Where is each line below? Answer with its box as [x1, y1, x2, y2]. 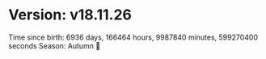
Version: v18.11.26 [8, 6, 132, 24]
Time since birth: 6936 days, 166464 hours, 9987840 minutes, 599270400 [8, 32, 259, 42]
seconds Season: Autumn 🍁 [8, 40, 101, 50]
